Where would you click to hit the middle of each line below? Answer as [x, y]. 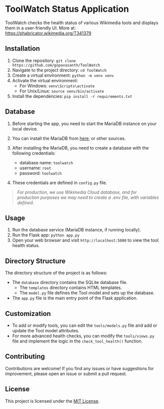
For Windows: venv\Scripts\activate [57, 86]
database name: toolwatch [46, 162]
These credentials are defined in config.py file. [59, 183]
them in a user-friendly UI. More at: [40, 28]
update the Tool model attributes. [46, 330]
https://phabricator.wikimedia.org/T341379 [48, 33]
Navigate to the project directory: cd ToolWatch [59, 70]
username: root [35, 168]
